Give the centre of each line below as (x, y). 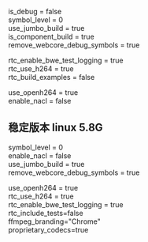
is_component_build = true (51, 36)
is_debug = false (35, 11)
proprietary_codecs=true (48, 229)
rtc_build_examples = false (52, 77)
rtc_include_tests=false (46, 213)
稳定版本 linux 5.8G (56, 128)
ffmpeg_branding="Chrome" (54, 221)
